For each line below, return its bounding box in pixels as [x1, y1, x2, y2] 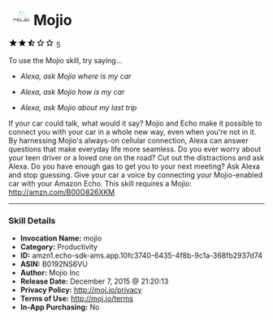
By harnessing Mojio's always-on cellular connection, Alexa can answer [8, 135, 249, 145]
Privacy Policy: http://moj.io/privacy [19, 285, 142, 295]
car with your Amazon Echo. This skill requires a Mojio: [8, 178, 193, 188]
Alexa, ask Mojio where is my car [19, 71, 132, 81]
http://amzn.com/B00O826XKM [8, 187, 115, 197]
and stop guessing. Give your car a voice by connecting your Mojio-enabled [8, 169, 262, 180]
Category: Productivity [19, 242, 98, 252]
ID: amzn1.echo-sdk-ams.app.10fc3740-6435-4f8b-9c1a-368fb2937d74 [19, 250, 262, 261]
